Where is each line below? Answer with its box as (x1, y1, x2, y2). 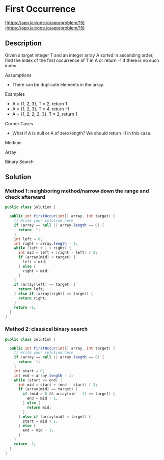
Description (5, 39, 42, 48)
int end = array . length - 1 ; (14, 373, 74, 378)
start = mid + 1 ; (23, 419, 58, 424)
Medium (5, 139, 22, 145)
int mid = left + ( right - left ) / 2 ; (18, 250, 98, 255)
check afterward (5, 194, 46, 201)
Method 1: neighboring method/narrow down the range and (5, 188, 149, 194)
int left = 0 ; (14, 237, 43, 242)
